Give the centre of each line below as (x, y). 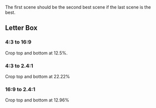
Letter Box (21, 28)
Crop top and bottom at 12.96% (37, 100)
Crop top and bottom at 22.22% (38, 76)
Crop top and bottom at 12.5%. (36, 53)
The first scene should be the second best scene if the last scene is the (78, 7)
